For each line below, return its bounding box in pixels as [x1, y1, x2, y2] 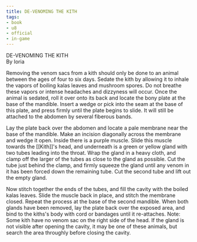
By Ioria [6, 58, 25, 65]
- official [6, 30, 33, 36]
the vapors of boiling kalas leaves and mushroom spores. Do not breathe [6, 82, 182, 88]
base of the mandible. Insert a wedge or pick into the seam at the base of [6, 101, 184, 107]
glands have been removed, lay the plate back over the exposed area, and [6, 204, 185, 211]
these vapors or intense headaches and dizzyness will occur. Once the [6, 88, 177, 95]
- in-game [6, 36, 30, 42]
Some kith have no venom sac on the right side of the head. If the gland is [6, 217, 185, 223]
